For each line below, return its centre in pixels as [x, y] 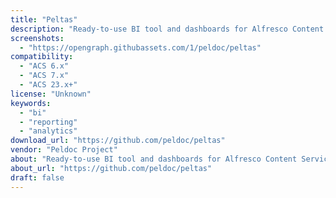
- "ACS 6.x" [44, 66]
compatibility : [42, 57]
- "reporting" [48, 122]
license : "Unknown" [51, 94]
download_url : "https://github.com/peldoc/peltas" [118, 141]
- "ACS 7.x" [44, 76]
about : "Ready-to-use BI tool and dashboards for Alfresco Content [154, 159]
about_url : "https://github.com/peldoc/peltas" [111, 168]
